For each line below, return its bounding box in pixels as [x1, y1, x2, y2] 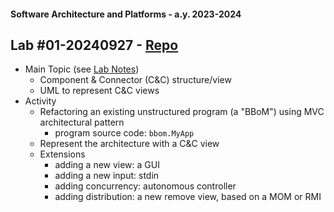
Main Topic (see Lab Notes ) [24, 63, 140, 75]
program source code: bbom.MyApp [54, 127, 195, 139]
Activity [24, 95, 57, 107]
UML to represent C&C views [39, 85, 160, 97]
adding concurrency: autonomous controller [54, 180, 237, 192]
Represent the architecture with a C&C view [39, 138, 220, 150]
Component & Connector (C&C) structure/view [39, 74, 232, 86]
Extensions [39, 148, 86, 160]
